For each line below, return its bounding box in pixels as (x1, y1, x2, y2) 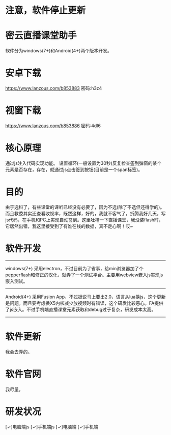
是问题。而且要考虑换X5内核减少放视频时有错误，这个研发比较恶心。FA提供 (5, 300, 164, 306)
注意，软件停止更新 (5, 5, 86, 16)
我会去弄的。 (5, 349, 32, 355)
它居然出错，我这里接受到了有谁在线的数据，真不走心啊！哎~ (5, 223, 133, 229)
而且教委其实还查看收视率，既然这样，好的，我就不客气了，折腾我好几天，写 (5, 210, 166, 216)
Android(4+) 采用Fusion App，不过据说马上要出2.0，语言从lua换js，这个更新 (5, 294, 166, 300)
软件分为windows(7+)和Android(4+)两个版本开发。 (5, 48, 112, 54)
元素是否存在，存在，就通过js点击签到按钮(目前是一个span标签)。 (5, 166, 143, 172)
